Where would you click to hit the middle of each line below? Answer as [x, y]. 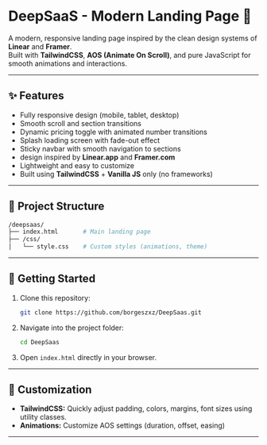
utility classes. [43, 417]
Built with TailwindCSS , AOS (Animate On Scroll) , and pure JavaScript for [130, 55]
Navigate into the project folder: [72, 328]
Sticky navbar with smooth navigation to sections [100, 148]
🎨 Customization [50, 390]
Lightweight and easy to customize [77, 165]
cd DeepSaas [39, 342]
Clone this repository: [55, 297]
